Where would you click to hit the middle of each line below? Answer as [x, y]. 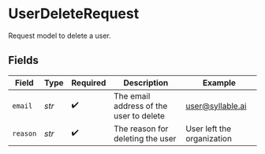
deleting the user [145, 138]
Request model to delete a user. [60, 36]
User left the [208, 129]
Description [146, 82]
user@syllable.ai [216, 106]
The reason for [141, 129]
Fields [24, 60]
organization [209, 138]
